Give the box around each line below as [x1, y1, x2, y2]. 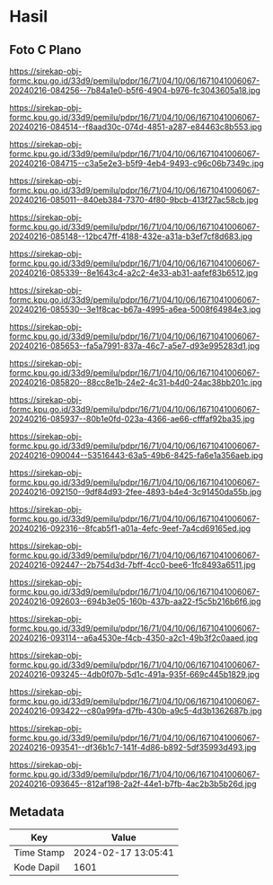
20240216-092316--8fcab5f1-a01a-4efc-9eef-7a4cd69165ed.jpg [9, 523, 251, 534]
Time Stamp [13, 846, 66, 859]
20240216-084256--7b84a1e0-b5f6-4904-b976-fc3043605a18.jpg [9, 85, 260, 95]
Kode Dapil [13, 861, 60, 873]
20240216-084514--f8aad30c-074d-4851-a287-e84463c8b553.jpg [9, 121, 262, 132]
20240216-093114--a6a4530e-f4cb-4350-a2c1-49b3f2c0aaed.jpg [9, 633, 259, 643]
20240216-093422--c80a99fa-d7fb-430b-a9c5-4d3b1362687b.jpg [9, 705, 262, 716]
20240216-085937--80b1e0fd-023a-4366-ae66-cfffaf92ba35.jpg [9, 413, 255, 424]
